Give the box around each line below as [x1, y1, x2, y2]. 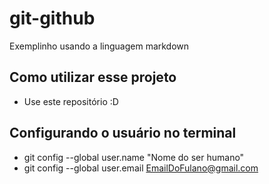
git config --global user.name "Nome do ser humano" [23, 151, 245, 163]
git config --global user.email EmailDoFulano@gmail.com [23, 162, 259, 174]
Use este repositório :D [23, 95, 119, 107]
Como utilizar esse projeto [9, 69, 177, 86]
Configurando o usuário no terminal [9, 125, 237, 142]
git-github [9, 7, 96, 30]
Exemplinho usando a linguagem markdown [9, 40, 190, 52]
